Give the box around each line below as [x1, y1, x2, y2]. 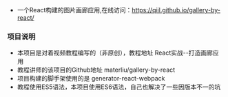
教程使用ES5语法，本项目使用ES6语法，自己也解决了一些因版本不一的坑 [17, 83, 221, 91]
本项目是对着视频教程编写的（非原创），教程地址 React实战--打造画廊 [17, 48, 214, 57]
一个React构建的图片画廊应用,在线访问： [17, 6, 132, 14]
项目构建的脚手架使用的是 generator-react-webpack [17, 74, 165, 83]
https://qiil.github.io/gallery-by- [132, 6, 220, 14]
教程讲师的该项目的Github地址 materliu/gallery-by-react [17, 66, 176, 74]
